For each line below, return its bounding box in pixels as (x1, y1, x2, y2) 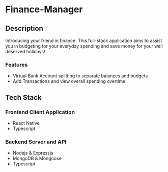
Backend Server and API (5, 138, 67, 145)
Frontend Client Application (5, 109, 75, 116)
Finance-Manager (5, 4, 83, 15)
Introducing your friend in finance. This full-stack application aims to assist (5, 37, 162, 44)
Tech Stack (5, 93, 42, 102)
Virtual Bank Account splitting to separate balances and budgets (12, 73, 148, 79)
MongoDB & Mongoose (12, 155, 62, 162)
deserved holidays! (5, 49, 46, 54)
